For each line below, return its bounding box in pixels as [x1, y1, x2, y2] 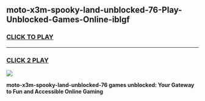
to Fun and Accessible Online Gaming [6, 88, 104, 95]
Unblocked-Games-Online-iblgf [6, 15, 130, 25]
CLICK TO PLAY [6, 33, 54, 42]
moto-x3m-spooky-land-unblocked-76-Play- [6, 5, 182, 15]
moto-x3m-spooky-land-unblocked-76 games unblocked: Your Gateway [6, 81, 195, 88]
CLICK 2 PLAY [6, 56, 49, 64]
